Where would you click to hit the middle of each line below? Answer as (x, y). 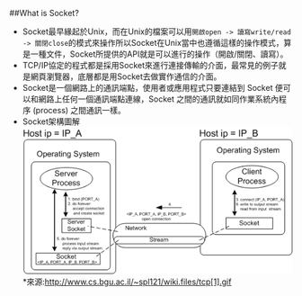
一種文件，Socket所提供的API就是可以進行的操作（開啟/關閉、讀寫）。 (159, 54)
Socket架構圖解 (51, 121)
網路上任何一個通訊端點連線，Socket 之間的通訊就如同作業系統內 (159, 99)
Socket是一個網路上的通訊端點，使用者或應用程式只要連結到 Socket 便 (152, 88)
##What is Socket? (44, 13)
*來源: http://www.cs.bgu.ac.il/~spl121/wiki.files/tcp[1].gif (127, 282)
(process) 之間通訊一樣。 (79, 110)
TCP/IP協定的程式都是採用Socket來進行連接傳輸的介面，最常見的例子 (150, 65)
